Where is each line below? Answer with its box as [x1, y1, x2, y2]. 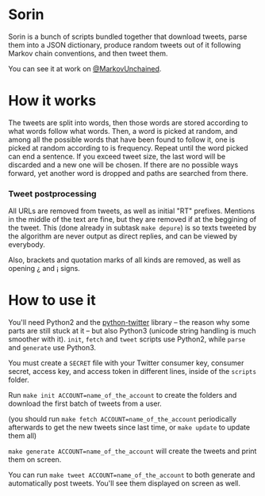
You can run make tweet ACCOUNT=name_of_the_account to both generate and [8, 470, 255, 480]
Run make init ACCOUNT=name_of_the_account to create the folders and [8, 391, 237, 400]
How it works [8, 92, 97, 110]
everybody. [8, 240, 45, 250]
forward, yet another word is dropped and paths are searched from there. [8, 168, 248, 177]
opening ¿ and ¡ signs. [8, 264, 81, 273]
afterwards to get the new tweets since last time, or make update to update [8, 422, 251, 433]
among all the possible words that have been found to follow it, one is [8, 135, 236, 144]
